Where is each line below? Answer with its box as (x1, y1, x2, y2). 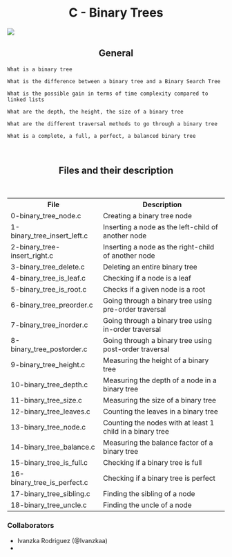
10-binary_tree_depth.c (10, 380, 88, 389)
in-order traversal (103, 324, 161, 334)
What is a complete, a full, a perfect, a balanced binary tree (7, 132, 196, 139)
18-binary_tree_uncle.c (10, 500, 88, 510)
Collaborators (7, 521, 55, 531)
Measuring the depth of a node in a (103, 375, 217, 385)
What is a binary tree (7, 66, 72, 73)
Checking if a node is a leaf (103, 273, 191, 283)
